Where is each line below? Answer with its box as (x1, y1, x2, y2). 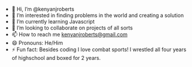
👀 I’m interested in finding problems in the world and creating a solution (11, 12, 184, 19)
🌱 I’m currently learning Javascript (11, 18, 95, 25)
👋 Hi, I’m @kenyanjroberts (11, 6, 74, 12)
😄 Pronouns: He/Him (11, 39, 63, 46)
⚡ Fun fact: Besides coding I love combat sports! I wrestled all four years (11, 46, 187, 53)
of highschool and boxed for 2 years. (11, 55, 101, 61)
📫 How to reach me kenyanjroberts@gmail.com (11, 31, 128, 38)
